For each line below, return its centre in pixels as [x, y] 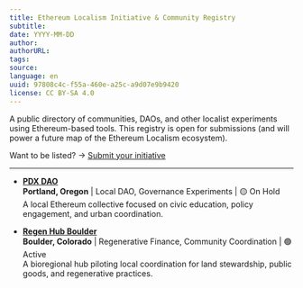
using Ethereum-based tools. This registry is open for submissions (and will [150, 128]
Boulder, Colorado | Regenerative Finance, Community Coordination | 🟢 [157, 241]
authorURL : [30, 51]
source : [24, 68]
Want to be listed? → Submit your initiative [88, 155]
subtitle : [28, 26]
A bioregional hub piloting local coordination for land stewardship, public [157, 264]
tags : [19, 59]
